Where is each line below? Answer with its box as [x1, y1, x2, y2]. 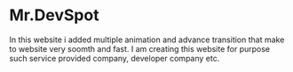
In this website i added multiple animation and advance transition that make [9, 34, 285, 45]
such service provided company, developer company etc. [9, 53, 220, 63]
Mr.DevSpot [9, 5, 99, 25]
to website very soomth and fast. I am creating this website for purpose [9, 43, 271, 54]
